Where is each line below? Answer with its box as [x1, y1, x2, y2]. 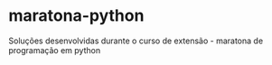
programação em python [8, 44, 101, 55]
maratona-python [8, 5, 145, 26]
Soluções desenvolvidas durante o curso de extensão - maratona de [8, 35, 264, 46]
